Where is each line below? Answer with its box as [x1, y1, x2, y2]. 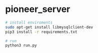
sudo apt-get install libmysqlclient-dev [5, 24, 93, 29]
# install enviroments [5, 20, 53, 25]
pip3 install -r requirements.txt [5, 29, 78, 34]
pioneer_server [5, 3, 70, 15]
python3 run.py [5, 43, 37, 48]
